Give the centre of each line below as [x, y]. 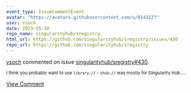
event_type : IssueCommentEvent [45, 12]
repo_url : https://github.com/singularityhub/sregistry [77, 45]
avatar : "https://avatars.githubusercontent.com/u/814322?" [83, 17]
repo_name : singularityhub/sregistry [53, 34]
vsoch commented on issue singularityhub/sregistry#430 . [78, 62]
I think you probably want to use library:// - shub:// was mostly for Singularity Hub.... [96, 73]
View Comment [25, 83]
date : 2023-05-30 [28, 28]
